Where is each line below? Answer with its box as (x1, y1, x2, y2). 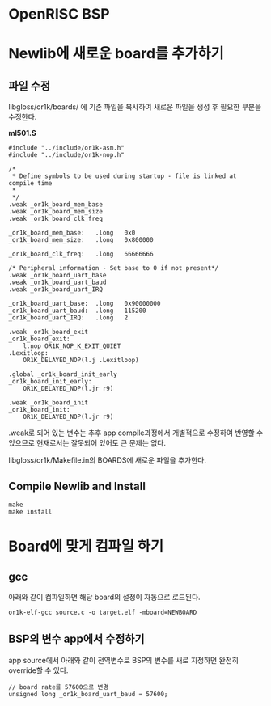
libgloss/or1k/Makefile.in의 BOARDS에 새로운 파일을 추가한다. (8, 455, 206, 465)
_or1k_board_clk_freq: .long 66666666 (8, 250, 154, 259)
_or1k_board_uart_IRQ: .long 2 (8, 314, 129, 322)
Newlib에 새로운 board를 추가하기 (8, 44, 224, 63)
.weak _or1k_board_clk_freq (8, 215, 104, 223)
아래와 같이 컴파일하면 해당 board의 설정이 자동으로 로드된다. (8, 592, 201, 602)
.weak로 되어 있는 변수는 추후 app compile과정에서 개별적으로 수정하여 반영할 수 (8, 428, 264, 438)
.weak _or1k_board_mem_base (8, 201, 104, 209)
